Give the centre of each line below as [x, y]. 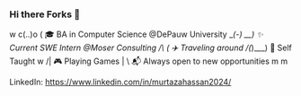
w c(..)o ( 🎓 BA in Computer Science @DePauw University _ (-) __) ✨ [136, 34]
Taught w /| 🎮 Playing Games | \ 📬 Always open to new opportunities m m [149, 61]
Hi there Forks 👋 [45, 14]
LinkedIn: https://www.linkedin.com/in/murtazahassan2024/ [120, 82]
